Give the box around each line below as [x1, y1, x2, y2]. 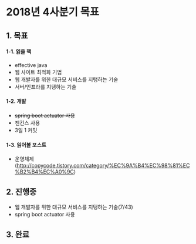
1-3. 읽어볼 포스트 [6, 141, 47, 148]
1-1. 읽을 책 [6, 48, 32, 55]
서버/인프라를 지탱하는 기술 [14, 83, 77, 90]
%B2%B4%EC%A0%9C [14, 168, 75, 175]
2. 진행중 [6, 186, 37, 197]
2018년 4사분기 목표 [6, 5, 100, 19]
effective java [14, 61, 48, 68]
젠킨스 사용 [14, 119, 40, 126]
